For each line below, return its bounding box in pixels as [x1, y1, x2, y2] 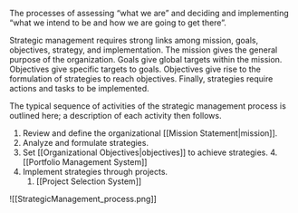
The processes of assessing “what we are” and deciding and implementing [9, 8, 290, 18]
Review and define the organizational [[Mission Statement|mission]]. [22, 128, 278, 139]
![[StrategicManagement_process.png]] [9, 194, 157, 204]
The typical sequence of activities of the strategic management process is [9, 101, 287, 111]
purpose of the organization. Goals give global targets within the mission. [9, 54, 283, 64]
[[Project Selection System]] [35, 176, 142, 187]
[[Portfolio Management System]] [22, 157, 148, 167]
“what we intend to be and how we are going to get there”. [9, 17, 226, 28]
